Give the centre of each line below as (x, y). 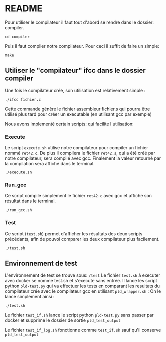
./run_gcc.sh (19, 210)
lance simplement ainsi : (30, 297)
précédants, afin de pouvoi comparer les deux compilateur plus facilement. (82, 239)
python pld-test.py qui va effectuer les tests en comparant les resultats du (82, 286)
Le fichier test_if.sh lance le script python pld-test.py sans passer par (79, 315)
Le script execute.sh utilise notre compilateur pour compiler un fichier (77, 148)
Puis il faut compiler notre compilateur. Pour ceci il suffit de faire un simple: (82, 46)
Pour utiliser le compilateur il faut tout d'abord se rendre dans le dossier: (79, 22)
